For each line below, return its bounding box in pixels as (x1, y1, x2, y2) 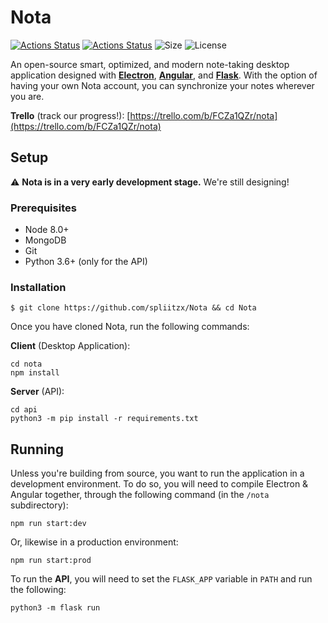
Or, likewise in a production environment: (10, 536, 179, 548)
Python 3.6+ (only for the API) (24, 256, 148, 268)
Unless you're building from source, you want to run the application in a (10, 467, 305, 480)
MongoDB (24, 234, 67, 246)
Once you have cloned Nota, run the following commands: (10, 321, 250, 333)
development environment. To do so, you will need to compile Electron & (10, 478, 309, 490)
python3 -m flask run (10, 603, 101, 613)
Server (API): (10, 386, 65, 398)
